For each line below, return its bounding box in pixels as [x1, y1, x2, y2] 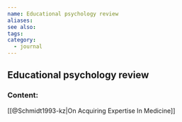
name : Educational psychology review [7, 10, 119, 18]
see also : [7, 23, 37, 30]
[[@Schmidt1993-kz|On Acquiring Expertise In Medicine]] [7, 106, 176, 115]
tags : [7, 30, 23, 37]
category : [7, 37, 37, 44]
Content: [7, 90, 39, 100]
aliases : [7, 17, 33, 24]
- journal [13, 43, 42, 50]
